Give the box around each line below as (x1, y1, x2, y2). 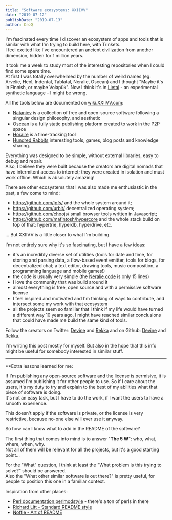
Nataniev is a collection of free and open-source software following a (12, 110, 159, 116)
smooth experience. (5, 400, 48, 407)
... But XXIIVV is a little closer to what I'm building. (5, 232, 111, 238)
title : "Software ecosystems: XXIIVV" (5, 7, 88, 13)
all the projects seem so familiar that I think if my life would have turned (12, 306, 163, 313)
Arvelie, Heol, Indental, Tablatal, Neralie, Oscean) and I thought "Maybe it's (5, 79, 164, 85)
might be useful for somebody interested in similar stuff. (5, 348, 124, 354)
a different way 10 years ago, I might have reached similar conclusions (12, 312, 161, 318)
